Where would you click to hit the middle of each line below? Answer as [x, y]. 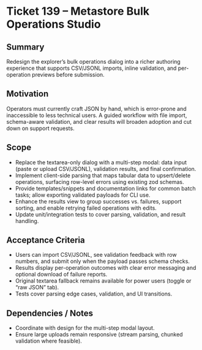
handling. [27, 221]
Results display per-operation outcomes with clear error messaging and [106, 268]
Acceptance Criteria [46, 240]
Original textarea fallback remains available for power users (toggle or [103, 281]
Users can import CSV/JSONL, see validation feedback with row [96, 255]
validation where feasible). [49, 341]
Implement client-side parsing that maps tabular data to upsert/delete [103, 175]
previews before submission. [68, 74]
